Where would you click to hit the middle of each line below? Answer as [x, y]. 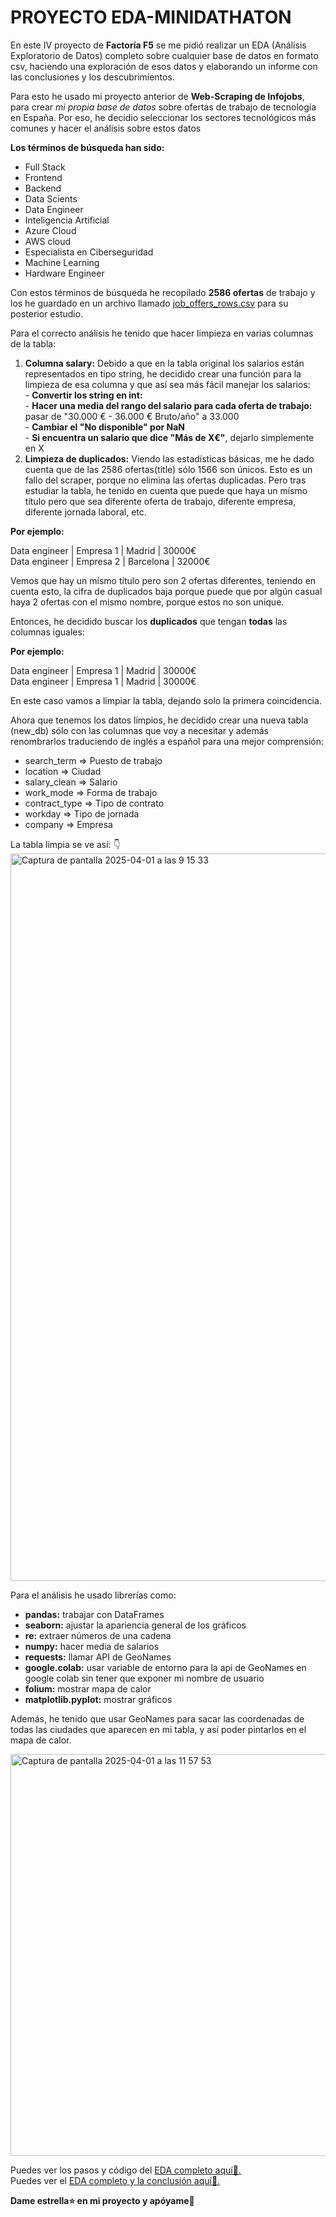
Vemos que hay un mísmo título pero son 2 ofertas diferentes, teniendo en [163, 580]
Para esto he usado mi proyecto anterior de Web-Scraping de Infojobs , [157, 96]
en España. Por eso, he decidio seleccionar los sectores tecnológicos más [163, 117]
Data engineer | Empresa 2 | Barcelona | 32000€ [110, 561]
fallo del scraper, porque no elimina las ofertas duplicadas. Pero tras [165, 480]
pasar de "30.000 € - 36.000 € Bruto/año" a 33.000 [132, 416]
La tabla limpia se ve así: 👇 [65, 844]
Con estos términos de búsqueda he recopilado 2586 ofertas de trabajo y [163, 292]
